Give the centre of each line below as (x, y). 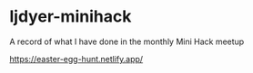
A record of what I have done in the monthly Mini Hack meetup (127, 41)
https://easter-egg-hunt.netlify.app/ (76, 59)
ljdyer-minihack (71, 17)
